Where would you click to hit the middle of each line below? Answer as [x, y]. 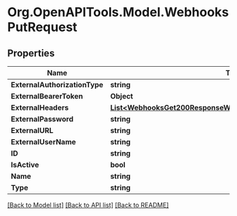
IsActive [25, 165]
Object [122, 96]
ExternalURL [32, 131]
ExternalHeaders [40, 108]
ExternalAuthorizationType [57, 85]
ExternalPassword [42, 119]
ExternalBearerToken [47, 96]
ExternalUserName [43, 142]
